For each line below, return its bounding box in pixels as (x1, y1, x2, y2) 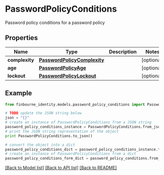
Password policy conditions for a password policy (5, 20, 105, 25)
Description (109, 48, 137, 55)
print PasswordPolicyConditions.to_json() (5, 133, 93, 138)
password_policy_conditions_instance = (5, 125, 86, 130)
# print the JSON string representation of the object (5, 129, 119, 134)
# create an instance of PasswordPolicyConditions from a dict (5, 152, 137, 156)
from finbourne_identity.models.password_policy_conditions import (5, 102, 145, 107)
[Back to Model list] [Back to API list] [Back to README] (5, 165, 117, 171)
